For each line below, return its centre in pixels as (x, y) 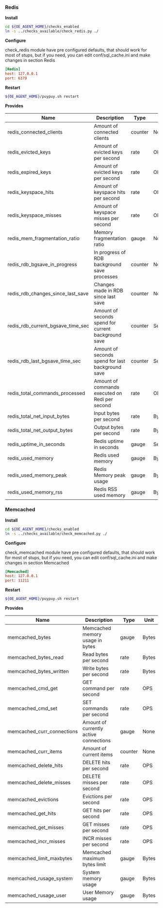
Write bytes (96, 668)
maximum (94, 858)
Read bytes (95, 654)
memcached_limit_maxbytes (40, 858)
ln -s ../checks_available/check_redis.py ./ (52, 31)
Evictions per (97, 797)
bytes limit (94, 865)
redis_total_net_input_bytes (39, 416)
